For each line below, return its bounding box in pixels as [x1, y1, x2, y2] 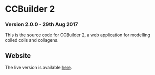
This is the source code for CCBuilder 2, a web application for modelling [5, 32, 151, 38]
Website [5, 51, 31, 60]
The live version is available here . [5, 65, 72, 71]
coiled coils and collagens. [5, 37, 59, 43]
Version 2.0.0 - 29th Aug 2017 [5, 21, 78, 28]
